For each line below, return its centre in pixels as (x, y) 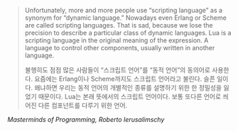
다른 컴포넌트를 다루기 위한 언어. (83, 105)
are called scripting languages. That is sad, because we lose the (119, 25)
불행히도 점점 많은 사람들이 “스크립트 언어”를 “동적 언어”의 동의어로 (118, 70)
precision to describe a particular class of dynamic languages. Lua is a (128, 33)
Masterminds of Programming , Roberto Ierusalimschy (86, 119)
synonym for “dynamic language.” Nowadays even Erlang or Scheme (126, 18)
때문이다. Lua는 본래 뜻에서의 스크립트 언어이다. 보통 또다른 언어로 (130, 96)
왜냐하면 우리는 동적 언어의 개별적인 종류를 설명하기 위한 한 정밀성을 (128, 87)
